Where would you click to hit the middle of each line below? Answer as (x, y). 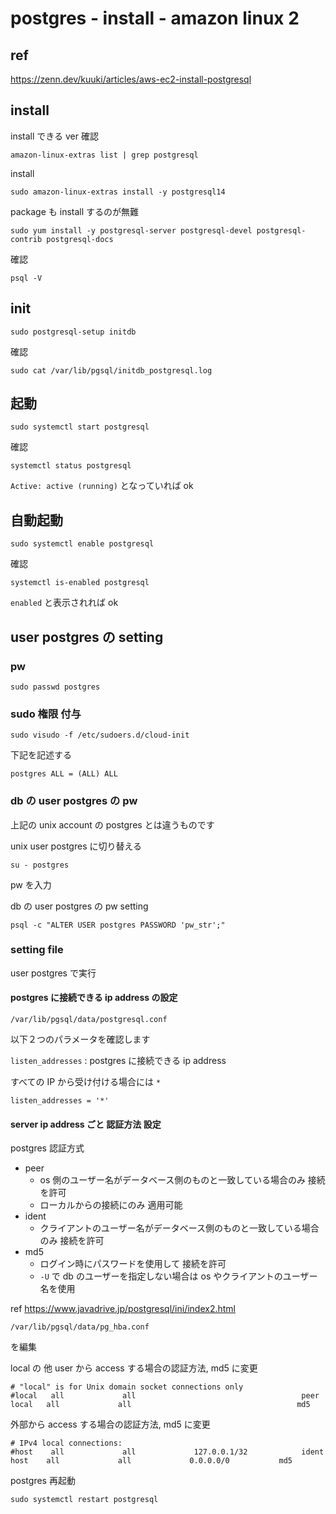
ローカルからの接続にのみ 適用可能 (111, 1205)
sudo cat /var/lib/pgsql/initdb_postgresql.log (111, 370)
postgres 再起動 (43, 1481)
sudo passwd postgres (55, 687)
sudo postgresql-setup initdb (73, 332)
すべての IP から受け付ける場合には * (86, 1082)
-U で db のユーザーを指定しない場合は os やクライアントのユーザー (178, 1276)
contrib (26, 239)
